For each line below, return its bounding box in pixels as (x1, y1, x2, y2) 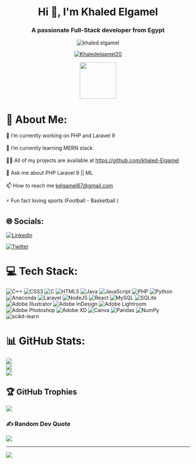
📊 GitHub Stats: (6, 334, 86, 348)
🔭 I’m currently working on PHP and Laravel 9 (6, 132, 116, 139)
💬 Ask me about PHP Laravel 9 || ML (6, 169, 93, 176)
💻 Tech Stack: (6, 265, 78, 278)
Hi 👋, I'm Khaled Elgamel (37, 5, 159, 19)
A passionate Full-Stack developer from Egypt (31, 26, 165, 34)
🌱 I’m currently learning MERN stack (6, 144, 93, 151)
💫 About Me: (6, 113, 68, 126)
